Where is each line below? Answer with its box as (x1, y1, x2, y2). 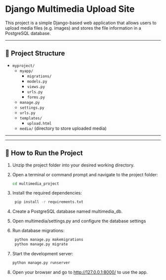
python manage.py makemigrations (14, 237, 83, 242)
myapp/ (19, 68, 34, 74)
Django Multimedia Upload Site (5, 3, 135, 15)
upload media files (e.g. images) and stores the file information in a (5, 25, 142, 31)
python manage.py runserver (12, 260, 70, 265)
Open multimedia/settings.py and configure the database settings (12, 218, 146, 224)
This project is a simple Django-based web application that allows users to (5, 20, 157, 26)
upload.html (27, 121, 52, 126)
